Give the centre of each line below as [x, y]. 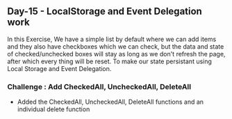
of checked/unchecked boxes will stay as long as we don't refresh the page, [116, 54]
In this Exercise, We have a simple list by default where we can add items [112, 39]
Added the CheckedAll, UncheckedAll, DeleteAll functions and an [110, 102]
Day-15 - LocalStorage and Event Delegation [105, 11]
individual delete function [53, 109]
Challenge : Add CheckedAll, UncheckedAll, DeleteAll [99, 86]
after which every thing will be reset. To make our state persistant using [109, 61]
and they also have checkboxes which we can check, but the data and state [116, 46]
